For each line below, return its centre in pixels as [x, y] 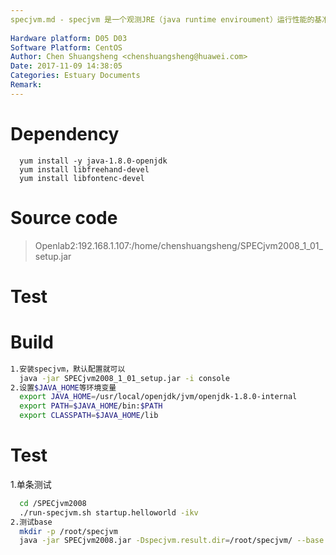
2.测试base [31, 522]
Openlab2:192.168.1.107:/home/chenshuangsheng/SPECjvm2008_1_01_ [178, 245]
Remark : [26, 85]
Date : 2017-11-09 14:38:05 [66, 66]
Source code [64, 217]
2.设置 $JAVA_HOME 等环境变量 [63, 387]
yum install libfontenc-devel [82, 178]
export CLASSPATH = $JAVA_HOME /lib [89, 416]
